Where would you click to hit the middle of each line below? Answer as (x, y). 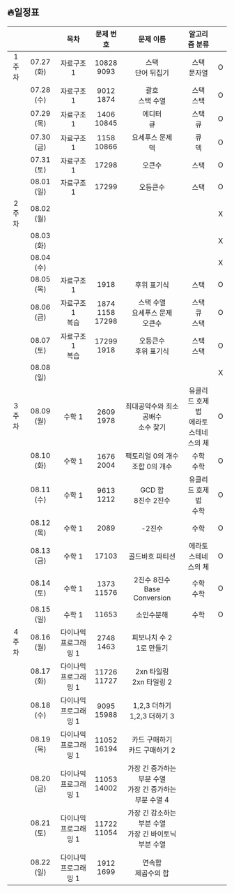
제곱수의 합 (152, 873)
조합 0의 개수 (152, 466)
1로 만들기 (152, 648)
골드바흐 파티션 (152, 556)
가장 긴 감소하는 (152, 813)
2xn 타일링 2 (152, 681)
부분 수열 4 (152, 799)
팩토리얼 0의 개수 (152, 456)
